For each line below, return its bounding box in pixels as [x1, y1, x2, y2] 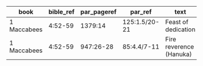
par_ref [130, 8, 152, 16]
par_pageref [80, 8, 117, 16]
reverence [165, 43, 195, 50]
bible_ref [48, 8, 75, 16]
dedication [165, 25, 196, 34]
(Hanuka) [165, 50, 192, 58]
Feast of [165, 18, 188, 26]
